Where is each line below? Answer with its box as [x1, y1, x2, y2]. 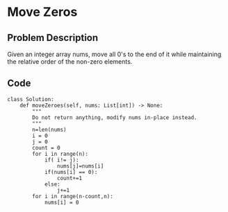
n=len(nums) [32, 126, 67, 133]
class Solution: [7, 96, 54, 103]
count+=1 [56, 175, 82, 182]
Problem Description [7, 32, 99, 44]
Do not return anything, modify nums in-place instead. [32, 114, 197, 121]
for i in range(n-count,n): [32, 193, 113, 200]
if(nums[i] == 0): [44, 168, 98, 175]
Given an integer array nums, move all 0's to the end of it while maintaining [7, 50, 222, 58]
